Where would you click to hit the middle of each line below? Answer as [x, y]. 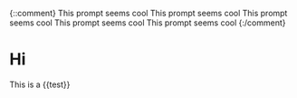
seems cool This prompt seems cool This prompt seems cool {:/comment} [148, 23]
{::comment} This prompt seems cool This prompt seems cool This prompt [148, 13]
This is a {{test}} [40, 84]
